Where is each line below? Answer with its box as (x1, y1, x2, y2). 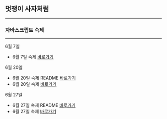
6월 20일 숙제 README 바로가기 (12, 75, 76, 81)
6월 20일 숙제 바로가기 (12, 81, 57, 87)
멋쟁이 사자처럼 (5, 4, 49, 13)
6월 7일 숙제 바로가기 (12, 54, 54, 60)
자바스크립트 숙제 (5, 26, 44, 33)
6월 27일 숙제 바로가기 (12, 109, 56, 115)
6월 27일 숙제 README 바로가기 (12, 102, 76, 108)
